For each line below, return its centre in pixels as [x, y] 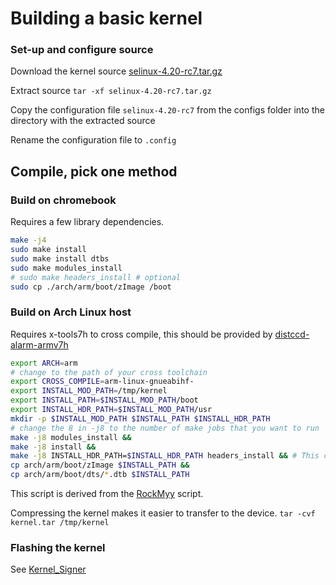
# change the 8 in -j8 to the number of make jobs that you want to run [165, 428]
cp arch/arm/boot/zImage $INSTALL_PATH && [100, 465]
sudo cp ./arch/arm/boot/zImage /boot [91, 287]
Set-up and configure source [82, 50]
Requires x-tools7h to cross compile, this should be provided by [141, 334]
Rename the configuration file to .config [93, 140]
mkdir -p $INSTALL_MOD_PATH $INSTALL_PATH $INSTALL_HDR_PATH [140, 418]
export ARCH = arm [44, 363]
